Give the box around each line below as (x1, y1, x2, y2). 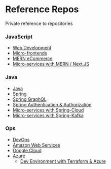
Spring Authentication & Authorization (12, 101, 92, 107)
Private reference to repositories (5, 20, 73, 26)
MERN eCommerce (12, 55, 53, 62)
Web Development (12, 45, 52, 51)
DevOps (12, 136, 30, 143)
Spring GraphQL (12, 96, 47, 102)
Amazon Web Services (12, 142, 60, 148)
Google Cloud (12, 147, 42, 153)
